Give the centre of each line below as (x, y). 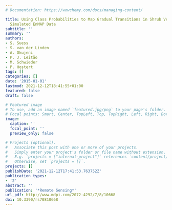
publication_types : (26, 176)
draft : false (19, 95)
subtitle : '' (19, 29)
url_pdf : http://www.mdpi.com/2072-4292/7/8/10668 (60, 195)
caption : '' (23, 124)
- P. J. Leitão (21, 57)
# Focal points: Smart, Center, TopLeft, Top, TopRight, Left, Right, (82, 114)
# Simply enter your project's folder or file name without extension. (86, 152)
